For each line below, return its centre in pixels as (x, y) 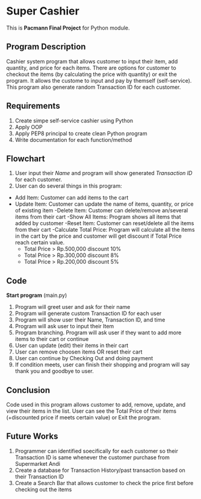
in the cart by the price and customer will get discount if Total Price (98, 236)
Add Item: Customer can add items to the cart (72, 198)
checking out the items (43, 489)
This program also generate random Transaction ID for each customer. (94, 87)
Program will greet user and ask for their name (73, 307)
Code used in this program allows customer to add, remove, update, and (96, 405)
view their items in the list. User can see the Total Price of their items (91, 411)
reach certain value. (40, 243)
